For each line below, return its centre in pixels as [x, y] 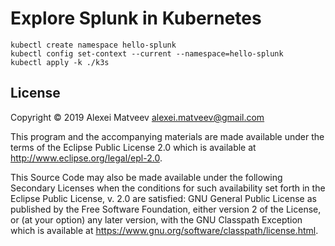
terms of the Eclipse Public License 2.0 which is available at [133, 147]
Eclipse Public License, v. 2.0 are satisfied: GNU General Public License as [163, 198]
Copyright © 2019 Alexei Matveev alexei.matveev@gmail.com [137, 117]
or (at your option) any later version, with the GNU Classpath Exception [156, 219]
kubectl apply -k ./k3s [60, 62]
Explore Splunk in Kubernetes [136, 18]
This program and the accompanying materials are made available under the [167, 136]
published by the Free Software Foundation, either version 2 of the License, [166, 209]
